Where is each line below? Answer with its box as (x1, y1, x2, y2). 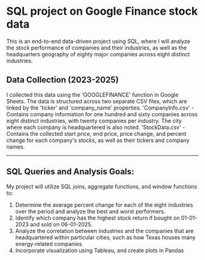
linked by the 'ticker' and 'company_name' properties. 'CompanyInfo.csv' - (6, 104, 194, 111)
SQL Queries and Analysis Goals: (6, 166, 135, 177)
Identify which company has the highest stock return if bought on (15, 214, 180, 221)
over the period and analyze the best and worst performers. (15, 207, 166, 215)
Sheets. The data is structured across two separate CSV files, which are (6, 97, 187, 105)
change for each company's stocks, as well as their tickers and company (6, 136, 190, 144)
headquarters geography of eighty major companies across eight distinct (6, 50, 190, 58)
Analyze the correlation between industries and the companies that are (15, 227, 194, 234)
